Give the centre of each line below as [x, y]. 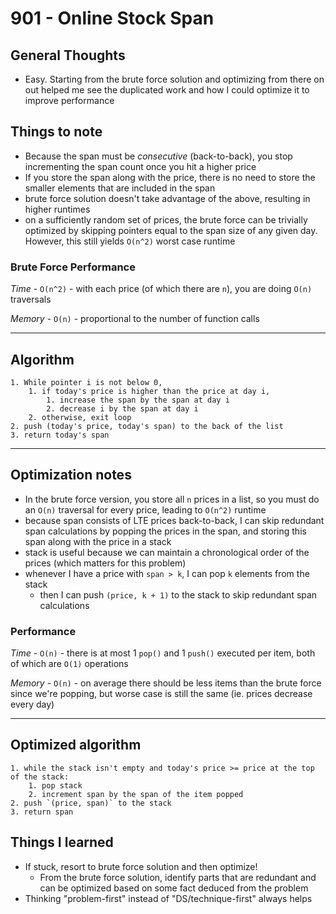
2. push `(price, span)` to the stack [91, 803]
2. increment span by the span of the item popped [136, 794]
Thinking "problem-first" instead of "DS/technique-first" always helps [168, 898]
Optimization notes [71, 475]
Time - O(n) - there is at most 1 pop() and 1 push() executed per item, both [163, 653]
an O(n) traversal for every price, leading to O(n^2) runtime [145, 509]
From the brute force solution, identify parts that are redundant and [178, 877]
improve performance [69, 100]
